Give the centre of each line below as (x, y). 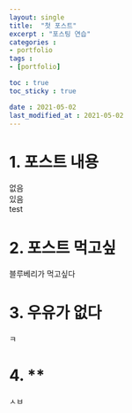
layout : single (37, 17)
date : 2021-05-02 (43, 107)
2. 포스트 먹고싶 (62, 248)
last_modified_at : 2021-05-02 (66, 115)
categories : (33, 42)
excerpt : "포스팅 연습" (50, 34)
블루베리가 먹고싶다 (42, 274)
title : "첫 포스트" (43, 26)
